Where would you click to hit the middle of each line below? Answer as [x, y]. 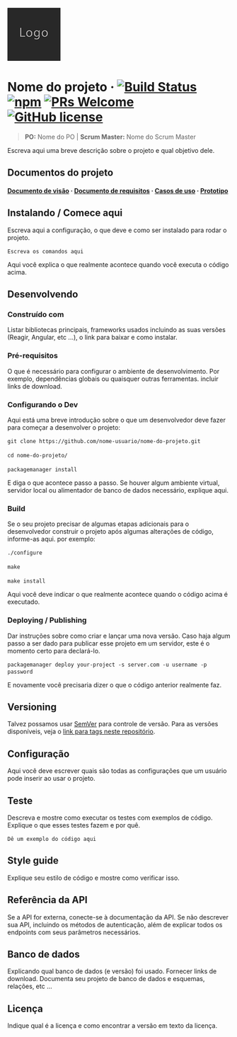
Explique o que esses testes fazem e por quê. [74, 825]
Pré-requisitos [33, 356]
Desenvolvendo [43, 294]
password [20, 672]
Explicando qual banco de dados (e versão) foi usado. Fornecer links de [112, 971]
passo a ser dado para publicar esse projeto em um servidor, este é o [109, 643]
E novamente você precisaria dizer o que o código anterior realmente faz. [115, 684]
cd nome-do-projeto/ [38, 456]
